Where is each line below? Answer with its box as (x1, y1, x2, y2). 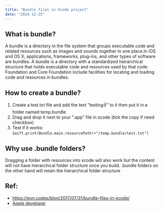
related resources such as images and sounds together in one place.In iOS (5, 48, 156, 54)
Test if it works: (12, 125, 44, 131)
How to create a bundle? (5, 89, 81, 97)
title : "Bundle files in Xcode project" (5, 7, 89, 12)
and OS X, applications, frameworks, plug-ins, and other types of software (5, 54, 156, 60)
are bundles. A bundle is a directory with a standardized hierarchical (5, 59, 143, 64)
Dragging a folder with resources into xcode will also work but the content (5, 157, 155, 163)
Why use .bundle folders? (5, 144, 86, 152)
